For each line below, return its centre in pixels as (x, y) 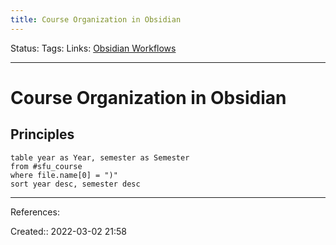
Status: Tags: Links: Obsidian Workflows (93, 48)
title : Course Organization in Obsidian (96, 19)
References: (35, 212)
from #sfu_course (46, 166)
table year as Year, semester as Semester (100, 157)
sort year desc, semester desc (75, 184)
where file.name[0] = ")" (64, 175)
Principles (42, 134)
